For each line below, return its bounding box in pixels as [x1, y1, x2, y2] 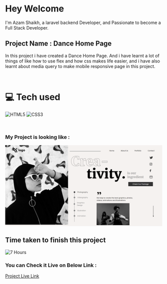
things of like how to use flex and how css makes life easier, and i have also [5, 58, 161, 64]
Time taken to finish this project [5, 236, 106, 244]
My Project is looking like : [5, 133, 70, 140]
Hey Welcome [5, 3, 64, 14]
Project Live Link [5, 273, 39, 279]
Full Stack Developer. [5, 24, 49, 30]
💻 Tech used [5, 91, 61, 102]
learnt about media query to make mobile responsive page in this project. [5, 63, 156, 69]
